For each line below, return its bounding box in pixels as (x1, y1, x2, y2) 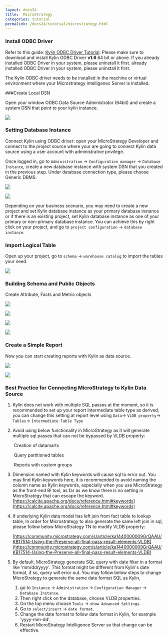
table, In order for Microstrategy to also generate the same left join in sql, (12, 518, 163, 524)
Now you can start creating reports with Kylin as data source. (5, 353, 131, 359)
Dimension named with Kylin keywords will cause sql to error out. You (12, 471, 156, 477)
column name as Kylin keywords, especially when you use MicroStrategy (12, 482, 162, 488)
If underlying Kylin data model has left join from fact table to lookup (12, 513, 151, 519)
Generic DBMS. (5, 174, 37, 180)
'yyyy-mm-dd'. (19, 616, 51, 622)
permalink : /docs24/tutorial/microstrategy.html (5, 21, 108, 26)
